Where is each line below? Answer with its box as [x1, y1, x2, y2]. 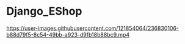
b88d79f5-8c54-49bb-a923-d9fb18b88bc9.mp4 [6, 31, 130, 38]
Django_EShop [6, 4, 82, 18]
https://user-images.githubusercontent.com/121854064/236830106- [6, 24, 179, 32]
